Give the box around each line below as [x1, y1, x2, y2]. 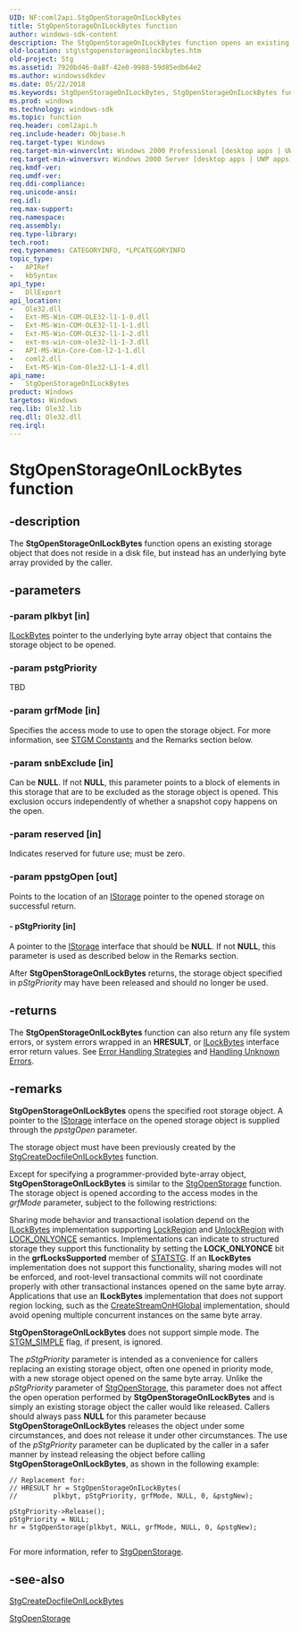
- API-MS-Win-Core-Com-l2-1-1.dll [9, 346, 146, 355]
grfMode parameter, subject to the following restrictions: [9, 1197, 217, 1208]
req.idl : [9, 196, 42, 206]
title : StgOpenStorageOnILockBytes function [9, 21, 178, 30]
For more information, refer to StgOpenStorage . [9, 1546, 184, 1557]
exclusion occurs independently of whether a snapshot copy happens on [9, 796, 279, 807]
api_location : [9, 296, 62, 305]
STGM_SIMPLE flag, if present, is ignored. [9, 1336, 163, 1347]
